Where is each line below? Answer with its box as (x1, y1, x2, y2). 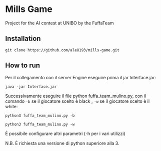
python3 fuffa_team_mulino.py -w (5, 122, 75, 127)
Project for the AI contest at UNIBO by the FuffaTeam (5, 20, 114, 26)
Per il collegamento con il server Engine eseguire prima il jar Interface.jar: (5, 74, 156, 80)
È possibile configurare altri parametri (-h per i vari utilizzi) (5, 131, 125, 137)
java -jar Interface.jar (5, 84, 57, 89)
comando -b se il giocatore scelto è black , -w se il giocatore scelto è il (5, 98, 150, 104)
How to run (5, 61, 40, 70)
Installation (5, 34, 41, 43)
